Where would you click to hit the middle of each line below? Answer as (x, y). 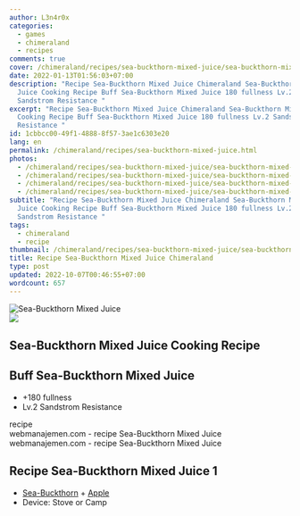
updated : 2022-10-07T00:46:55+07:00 (77, 275)
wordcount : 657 (37, 283)
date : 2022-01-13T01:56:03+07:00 (71, 76)
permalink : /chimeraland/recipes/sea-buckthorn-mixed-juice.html (133, 150)
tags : (19, 225)
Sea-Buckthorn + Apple (66, 493)
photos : (24, 158)
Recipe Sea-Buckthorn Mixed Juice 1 (113, 471)
